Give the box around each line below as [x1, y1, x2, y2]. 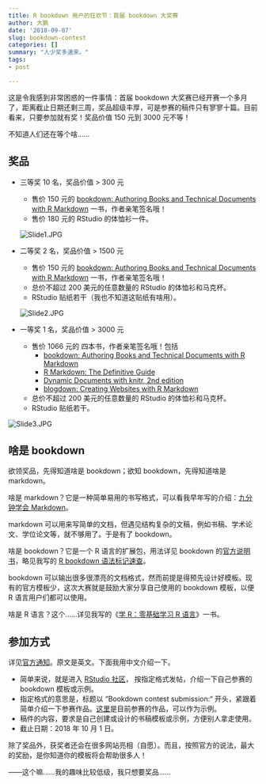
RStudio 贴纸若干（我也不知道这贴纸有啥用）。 [31, 292, 180, 301]
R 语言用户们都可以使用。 [8, 593, 91, 602]
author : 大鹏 [8, 19, 49, 27]
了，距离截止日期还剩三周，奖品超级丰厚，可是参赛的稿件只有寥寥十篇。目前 [8, 102, 258, 112]
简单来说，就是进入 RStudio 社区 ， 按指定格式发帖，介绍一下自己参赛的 [19, 674, 253, 684]
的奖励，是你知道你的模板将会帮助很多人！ [8, 751, 147, 760]
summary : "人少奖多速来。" [8, 48, 89, 56]
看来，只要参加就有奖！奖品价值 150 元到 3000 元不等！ [8, 112, 191, 122]
